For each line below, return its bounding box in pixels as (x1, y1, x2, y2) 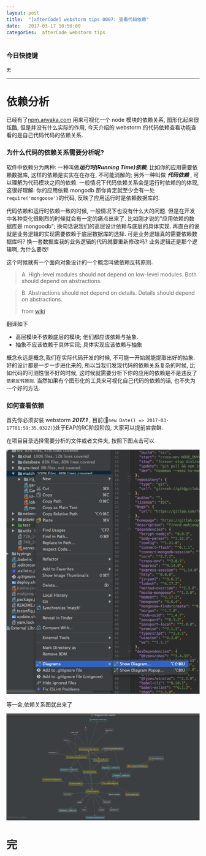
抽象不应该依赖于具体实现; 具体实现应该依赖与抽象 (15, 341, 142, 348)
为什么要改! (20, 245, 49, 252)
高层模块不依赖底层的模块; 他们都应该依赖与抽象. (15, 333, 139, 340)
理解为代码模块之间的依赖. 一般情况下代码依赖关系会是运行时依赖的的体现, (11, 178, 199, 186)
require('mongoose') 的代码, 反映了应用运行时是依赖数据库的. (6, 194, 161, 202)
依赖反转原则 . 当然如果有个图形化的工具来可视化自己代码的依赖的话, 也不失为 (6, 377, 196, 384)
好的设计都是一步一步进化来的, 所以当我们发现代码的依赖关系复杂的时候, (6, 362, 189, 369)
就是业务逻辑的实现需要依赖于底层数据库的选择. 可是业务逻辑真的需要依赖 (6, 230, 192, 237)
